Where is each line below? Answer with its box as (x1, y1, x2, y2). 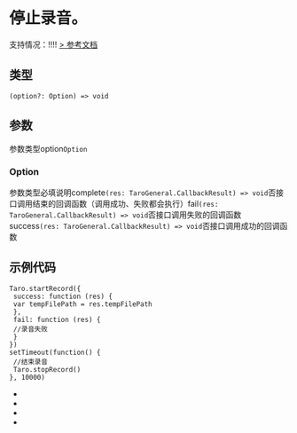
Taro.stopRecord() (12, 365, 82, 374)
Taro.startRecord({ (9, 284, 82, 293)
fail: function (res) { (12, 315, 101, 324)
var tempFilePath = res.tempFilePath (12, 299, 152, 309)
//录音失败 (12, 325, 49, 334)
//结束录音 (12, 357, 49, 366)
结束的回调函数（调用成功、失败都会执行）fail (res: (32, 198, 219, 209)
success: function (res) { (12, 292, 113, 301)
